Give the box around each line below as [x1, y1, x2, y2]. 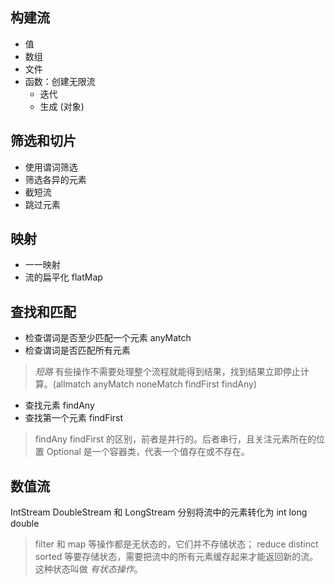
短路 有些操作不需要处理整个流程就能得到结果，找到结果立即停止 [34, 366, 301, 378]
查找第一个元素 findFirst [24, 412, 124, 424]
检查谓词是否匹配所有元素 [24, 344, 131, 357]
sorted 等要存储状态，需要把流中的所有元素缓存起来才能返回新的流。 [34, 551, 319, 563]
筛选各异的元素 [24, 173, 87, 185]
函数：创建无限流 [24, 75, 96, 87]
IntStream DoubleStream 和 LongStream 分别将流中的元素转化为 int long [10, 506, 308, 518]
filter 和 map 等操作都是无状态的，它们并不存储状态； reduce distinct [34, 538, 319, 550]
